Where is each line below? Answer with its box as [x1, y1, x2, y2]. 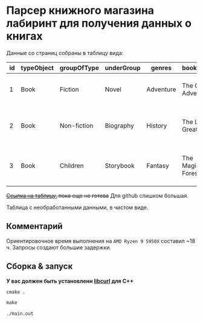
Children [59, 161, 84, 170]
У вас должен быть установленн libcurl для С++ [6, 277, 134, 285]
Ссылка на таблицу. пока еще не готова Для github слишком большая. [6, 192, 188, 199]
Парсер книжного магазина [6, 4, 155, 18]
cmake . [6, 289, 26, 295]
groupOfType [59, 63, 100, 72]
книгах [6, 30, 43, 43]
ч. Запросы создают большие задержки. [6, 243, 112, 251]
